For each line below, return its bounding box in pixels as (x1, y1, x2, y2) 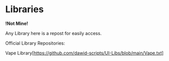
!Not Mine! (5, 20, 29, 26)
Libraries (5, 4, 44, 15)
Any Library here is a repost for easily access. (5, 30, 102, 36)
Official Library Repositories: (5, 40, 65, 46)
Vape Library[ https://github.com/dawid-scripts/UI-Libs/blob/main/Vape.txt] (5, 50, 164, 56)
